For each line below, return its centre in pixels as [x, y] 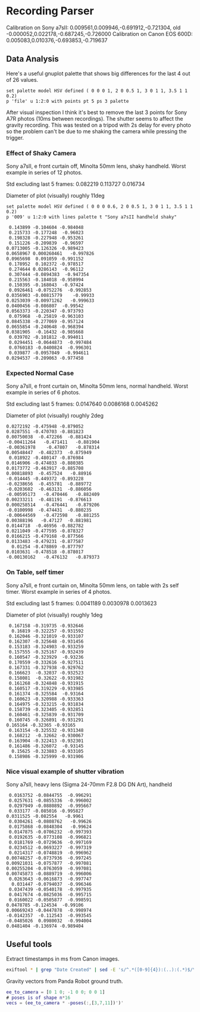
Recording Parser [50, 11]
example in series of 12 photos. [44, 173]
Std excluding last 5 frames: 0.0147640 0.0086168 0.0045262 [82, 404]
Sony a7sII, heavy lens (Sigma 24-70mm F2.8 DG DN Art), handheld [89, 784]
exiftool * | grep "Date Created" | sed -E [61, 970]
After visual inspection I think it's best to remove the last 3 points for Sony [97, 112]
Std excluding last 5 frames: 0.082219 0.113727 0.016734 [76, 184]
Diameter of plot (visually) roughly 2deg [55, 416]
